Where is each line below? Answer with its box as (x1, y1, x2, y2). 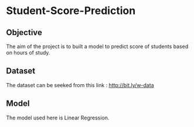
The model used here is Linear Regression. (6, 114, 110, 121)
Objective (6, 28, 43, 37)
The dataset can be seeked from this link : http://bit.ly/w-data (6, 81, 154, 88)
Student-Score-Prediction (6, 4, 136, 18)
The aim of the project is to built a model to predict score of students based (6, 43, 189, 50)
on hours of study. (6, 49, 50, 56)
